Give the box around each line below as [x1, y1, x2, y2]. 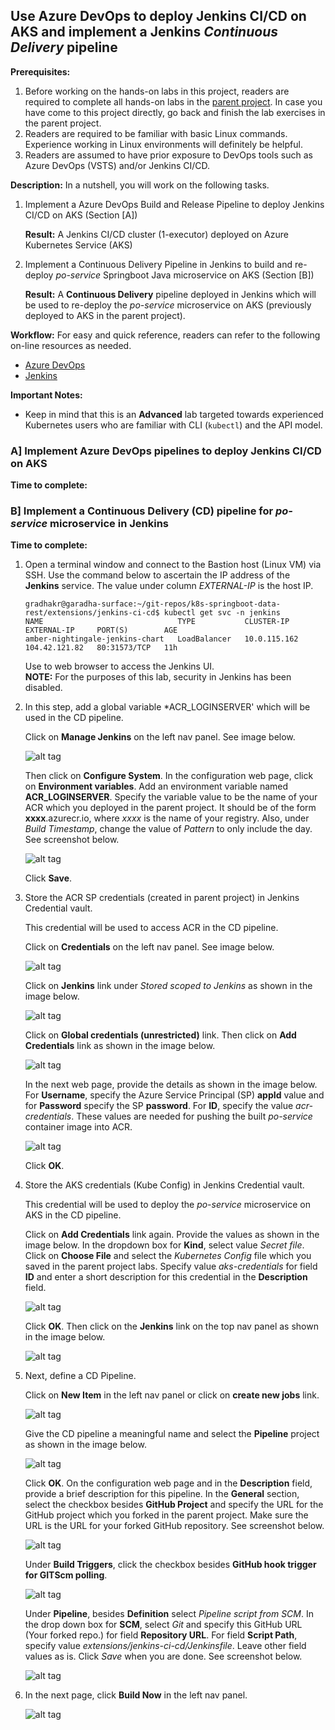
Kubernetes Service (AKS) [24, 239, 133, 251]
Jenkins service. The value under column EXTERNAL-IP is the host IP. [24, 580, 314, 592]
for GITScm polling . [24, 1569, 108, 1581]
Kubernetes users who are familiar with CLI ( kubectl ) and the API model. [24, 419, 323, 431]
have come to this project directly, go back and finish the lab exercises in [24, 106, 326, 118]
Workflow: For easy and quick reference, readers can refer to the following [10, 329, 321, 341]
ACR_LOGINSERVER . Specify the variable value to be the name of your [24, 791, 318, 803]
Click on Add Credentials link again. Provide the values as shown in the [24, 1229, 320, 1241]
